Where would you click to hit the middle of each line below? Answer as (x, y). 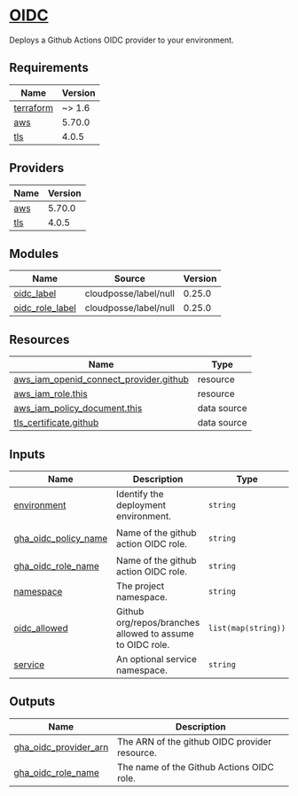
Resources (39, 339)
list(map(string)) (247, 628)
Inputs (27, 454)
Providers (37, 168)
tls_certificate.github (56, 423)
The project (141, 586)
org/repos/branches (158, 623)
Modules (34, 254)
